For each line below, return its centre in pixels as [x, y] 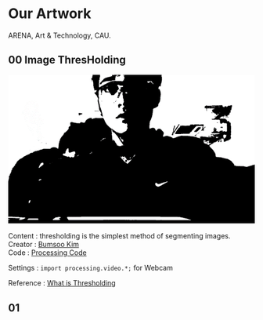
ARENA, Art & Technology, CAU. [59, 35]
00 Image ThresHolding [67, 60]
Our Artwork [50, 14]
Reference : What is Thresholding [62, 283]
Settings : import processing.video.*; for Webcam [91, 268]
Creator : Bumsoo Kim [44, 245]
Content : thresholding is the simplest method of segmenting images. [119, 236]
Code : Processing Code [48, 253]
